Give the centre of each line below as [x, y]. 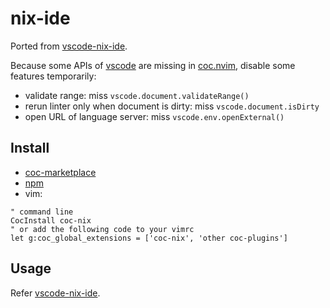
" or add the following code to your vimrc [102, 229]
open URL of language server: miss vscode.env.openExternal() [154, 116]
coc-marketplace [60, 172]
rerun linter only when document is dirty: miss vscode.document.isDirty [172, 106]
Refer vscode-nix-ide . [55, 293]
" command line [42, 212]
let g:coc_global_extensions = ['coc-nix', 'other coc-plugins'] [149, 238]
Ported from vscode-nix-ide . [69, 46]
